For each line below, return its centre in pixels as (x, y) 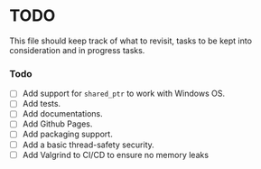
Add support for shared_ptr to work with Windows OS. (124, 94)
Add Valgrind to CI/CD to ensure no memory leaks (116, 155)
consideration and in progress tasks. (77, 50)
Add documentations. (63, 114)
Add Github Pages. (57, 124)
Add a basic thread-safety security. (89, 145)
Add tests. (42, 104)
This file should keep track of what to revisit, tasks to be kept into (131, 41)
